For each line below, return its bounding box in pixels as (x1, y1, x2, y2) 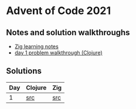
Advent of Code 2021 (6, 4, 111, 18)
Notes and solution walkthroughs (6, 28, 130, 38)
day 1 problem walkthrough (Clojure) (14, 49, 103, 56)
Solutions (6, 66, 42, 76)
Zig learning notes (14, 43, 59, 50)
